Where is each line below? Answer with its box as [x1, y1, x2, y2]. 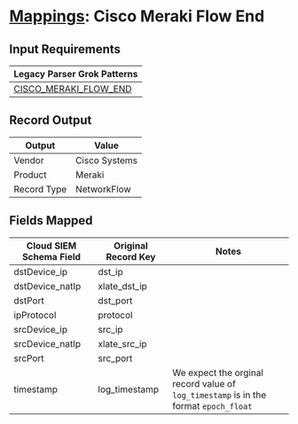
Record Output [9, 113, 92, 128]
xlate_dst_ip [98, 279, 148, 292]
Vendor [13, 153, 44, 166]
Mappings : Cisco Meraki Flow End [9, 6, 265, 27]
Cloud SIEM [26, 239, 77, 252]
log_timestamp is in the [172, 389, 267, 401]
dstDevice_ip [13, 265, 68, 278]
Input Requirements [9, 42, 122, 57]
